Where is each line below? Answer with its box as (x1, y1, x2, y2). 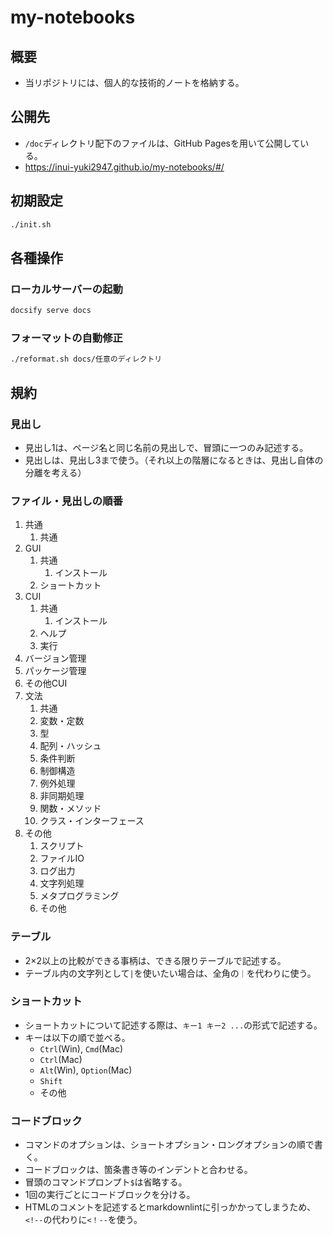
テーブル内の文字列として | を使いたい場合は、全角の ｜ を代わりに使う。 (24, 967, 317, 979)
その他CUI (24, 677, 68, 690)
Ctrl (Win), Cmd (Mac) (39, 1042, 124, 1055)
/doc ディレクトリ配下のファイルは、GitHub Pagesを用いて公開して (24, 137, 301, 149)
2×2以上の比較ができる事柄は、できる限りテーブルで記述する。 (24, 954, 287, 966)
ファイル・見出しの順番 (10, 494, 123, 508)
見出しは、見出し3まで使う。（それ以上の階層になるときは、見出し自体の (24, 454, 324, 466)
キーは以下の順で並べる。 (24, 1031, 131, 1043)
